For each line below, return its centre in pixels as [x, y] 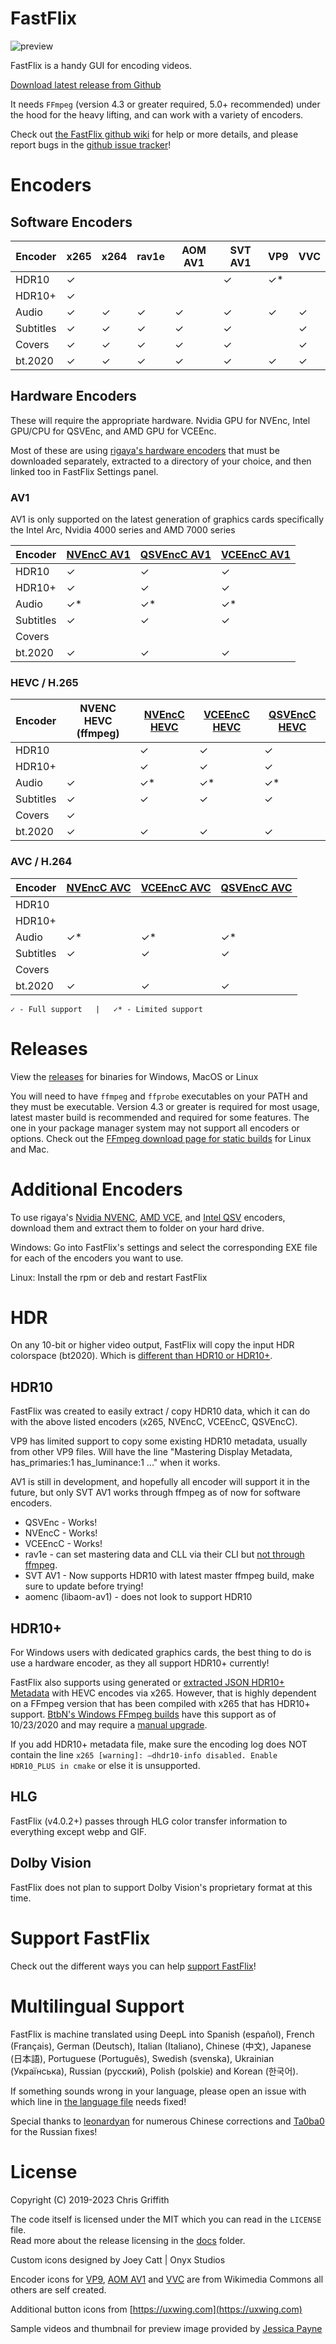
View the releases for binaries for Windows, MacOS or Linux [134, 1076]
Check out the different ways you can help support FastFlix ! [133, 1966]
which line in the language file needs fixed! [98, 2101]
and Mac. [30, 1149]
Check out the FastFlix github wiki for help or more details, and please [154, 134]
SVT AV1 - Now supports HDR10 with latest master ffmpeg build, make [169, 1576]
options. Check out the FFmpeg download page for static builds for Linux [161, 1138]
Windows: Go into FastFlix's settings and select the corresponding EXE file [164, 1247]
